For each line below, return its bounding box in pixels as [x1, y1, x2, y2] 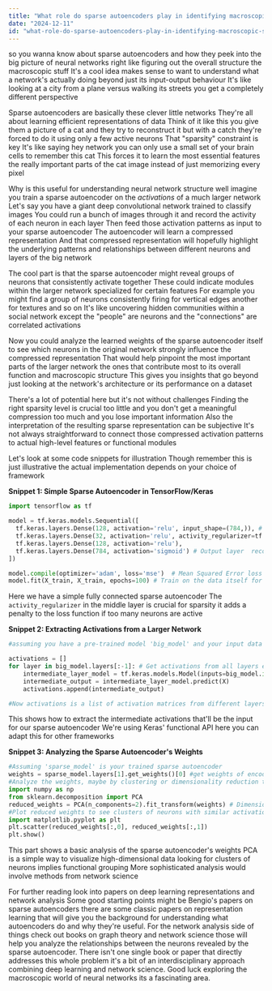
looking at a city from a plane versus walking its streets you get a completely [8, 84, 264, 93]
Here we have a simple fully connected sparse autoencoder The [8, 591, 223, 601]
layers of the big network [8, 253, 92, 263]
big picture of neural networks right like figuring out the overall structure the [8, 58, 262, 67]
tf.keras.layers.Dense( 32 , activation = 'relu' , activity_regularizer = [15, 532, 255, 540]
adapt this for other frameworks [8, 731, 115, 741]
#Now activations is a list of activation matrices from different [8, 699, 241, 708]
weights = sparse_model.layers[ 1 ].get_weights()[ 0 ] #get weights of [8, 770, 244, 779]
